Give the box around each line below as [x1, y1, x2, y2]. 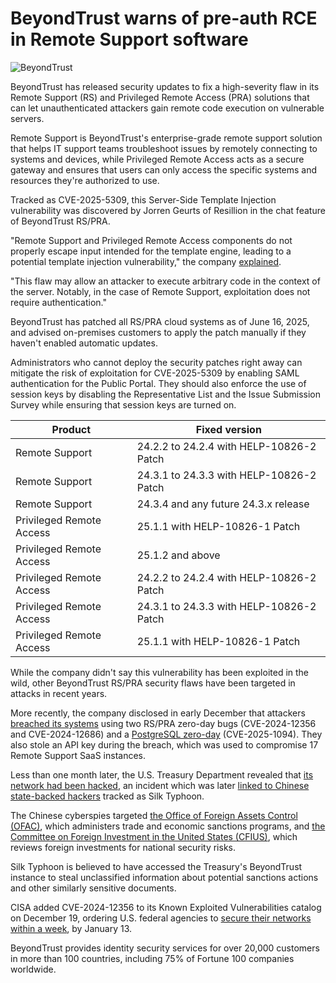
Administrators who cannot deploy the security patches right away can [10, 356, 303, 368]
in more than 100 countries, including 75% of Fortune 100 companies [10, 952, 295, 964]
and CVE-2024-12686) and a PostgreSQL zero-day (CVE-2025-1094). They [10, 728, 323, 740]
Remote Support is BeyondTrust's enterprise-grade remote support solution [10, 132, 323, 144]
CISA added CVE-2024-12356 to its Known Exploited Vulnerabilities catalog [10, 901, 322, 913]
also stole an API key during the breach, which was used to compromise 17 [10, 738, 319, 751]
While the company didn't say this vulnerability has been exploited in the [10, 666, 310, 678]
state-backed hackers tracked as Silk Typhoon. [10, 790, 205, 802]
